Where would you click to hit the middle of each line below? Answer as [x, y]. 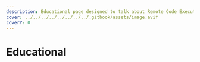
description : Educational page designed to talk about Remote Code [92, 12]
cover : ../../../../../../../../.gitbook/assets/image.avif [82, 17]
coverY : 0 [18, 22]
